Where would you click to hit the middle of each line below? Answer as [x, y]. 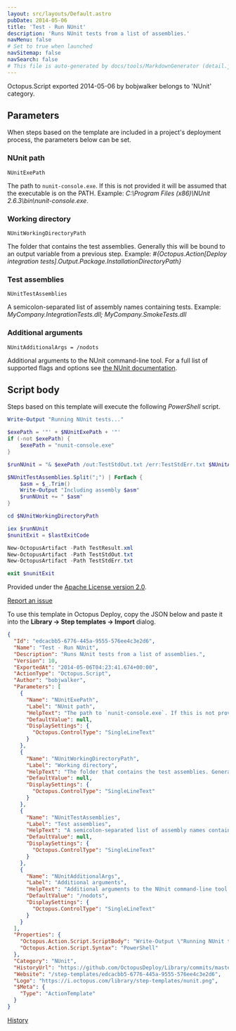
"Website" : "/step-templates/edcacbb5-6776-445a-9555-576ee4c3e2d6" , [117, 974]
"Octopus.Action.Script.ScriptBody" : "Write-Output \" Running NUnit [122, 942]
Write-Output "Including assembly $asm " [80, 490]
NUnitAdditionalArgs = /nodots [53, 347]
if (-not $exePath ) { [39, 439]
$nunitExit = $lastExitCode [48, 535]
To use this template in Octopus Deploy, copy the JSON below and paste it [115, 615]
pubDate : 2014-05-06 [38, 20]
